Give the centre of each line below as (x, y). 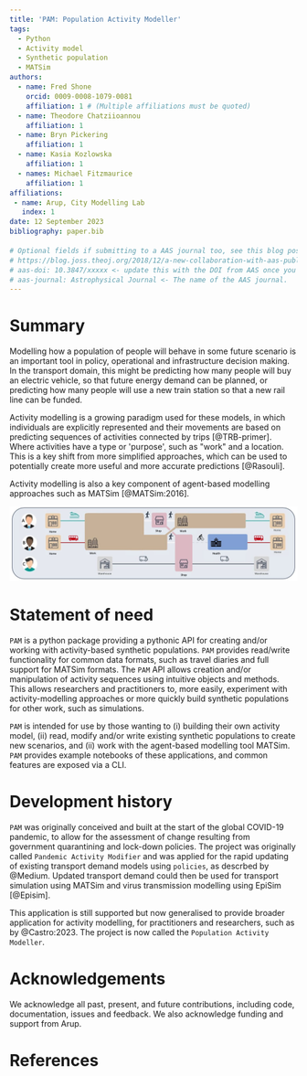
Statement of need (81, 615)
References (54, 1061)
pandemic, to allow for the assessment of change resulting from (130, 837)
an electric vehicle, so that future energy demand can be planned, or (138, 380)
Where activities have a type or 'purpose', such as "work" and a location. (147, 447)
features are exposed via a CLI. (68, 765)
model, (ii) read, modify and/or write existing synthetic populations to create (153, 736)
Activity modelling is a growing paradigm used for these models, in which (148, 418)
